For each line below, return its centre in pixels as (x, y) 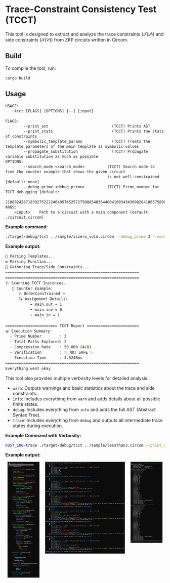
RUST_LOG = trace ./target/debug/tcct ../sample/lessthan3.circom (74, 445)
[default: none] (22, 182)
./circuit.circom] (25, 218)
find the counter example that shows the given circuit (65, 172)
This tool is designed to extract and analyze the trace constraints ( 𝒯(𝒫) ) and (84, 34)
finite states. (26, 404)
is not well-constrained (133, 177)
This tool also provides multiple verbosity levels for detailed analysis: (77, 378)
